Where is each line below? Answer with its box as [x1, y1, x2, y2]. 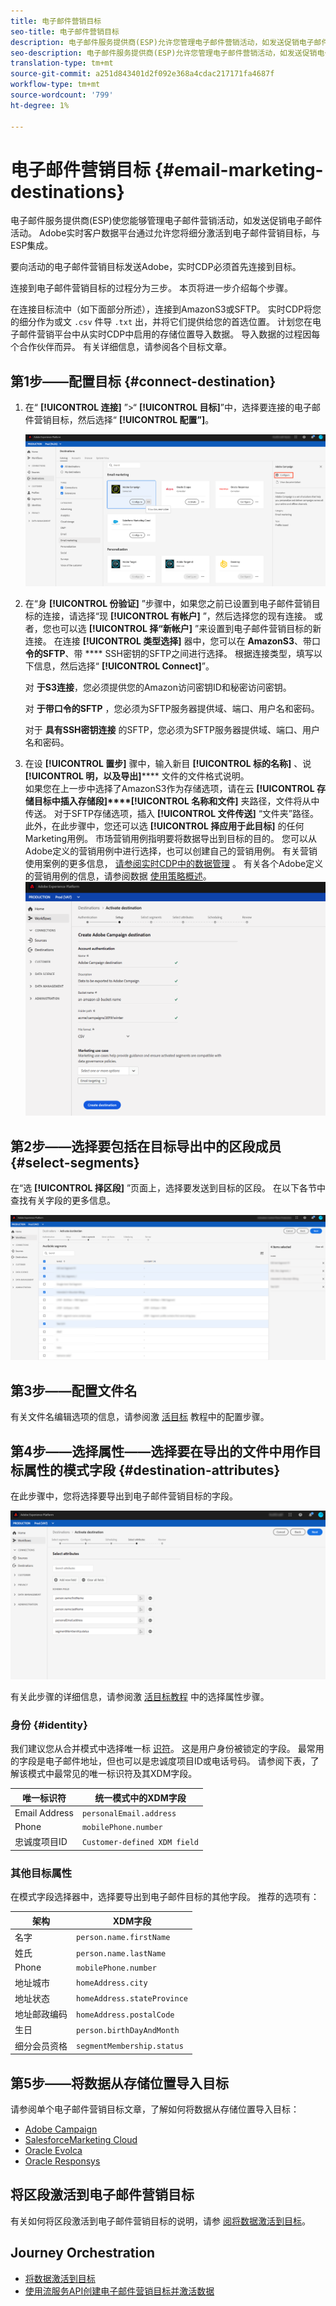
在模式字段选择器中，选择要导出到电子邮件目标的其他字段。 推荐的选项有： [10, 1891, 320, 1903]
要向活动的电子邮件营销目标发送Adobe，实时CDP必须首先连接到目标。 [10, 261, 302, 273]
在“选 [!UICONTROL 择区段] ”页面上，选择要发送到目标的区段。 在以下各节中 [10, 1181, 326, 1194]
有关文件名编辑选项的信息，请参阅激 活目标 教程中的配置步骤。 [10, 1411, 270, 1423]
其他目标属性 [10, 1866, 73, 1880]
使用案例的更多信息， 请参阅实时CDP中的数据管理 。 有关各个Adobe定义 [24, 858, 324, 870]
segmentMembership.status [76, 2041, 184, 2052]
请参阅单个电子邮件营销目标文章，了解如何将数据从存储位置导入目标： [10, 2103, 300, 2115]
